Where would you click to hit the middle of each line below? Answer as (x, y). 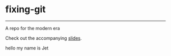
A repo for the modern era (33, 28)
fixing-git (25, 9)
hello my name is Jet (27, 48)
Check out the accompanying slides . (44, 38)
